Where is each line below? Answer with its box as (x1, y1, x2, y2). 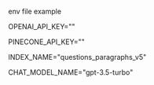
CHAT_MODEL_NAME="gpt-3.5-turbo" (8, 68, 134, 77)
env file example (8, 7, 61, 16)
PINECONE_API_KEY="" (8, 37, 85, 46)
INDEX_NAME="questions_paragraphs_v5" (8, 53, 147, 61)
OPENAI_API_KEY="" (8, 22, 75, 31)
